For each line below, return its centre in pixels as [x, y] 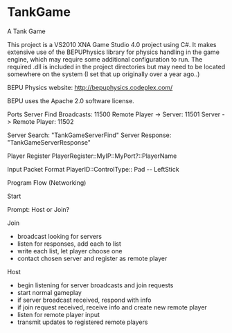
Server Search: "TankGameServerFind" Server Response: [89, 135]
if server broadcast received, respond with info [84, 300]
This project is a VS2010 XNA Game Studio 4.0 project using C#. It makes [112, 44]
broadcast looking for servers [60, 236]
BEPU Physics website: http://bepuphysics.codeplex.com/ [90, 87]
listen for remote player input [59, 314]
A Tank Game [27, 31]
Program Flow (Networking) [47, 182]
